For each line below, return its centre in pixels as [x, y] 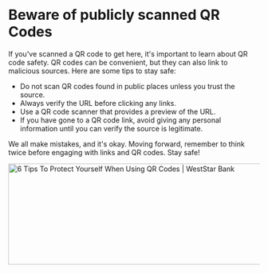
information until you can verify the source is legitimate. [111, 128]
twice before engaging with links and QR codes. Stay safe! [104, 152]
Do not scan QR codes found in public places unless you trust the [127, 86]
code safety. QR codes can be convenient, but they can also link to [118, 62]
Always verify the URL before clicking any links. [98, 103]
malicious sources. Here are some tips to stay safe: [93, 71]
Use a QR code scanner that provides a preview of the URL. [118, 111]
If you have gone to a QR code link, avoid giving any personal [120, 120]
